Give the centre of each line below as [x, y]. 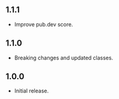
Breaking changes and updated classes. [64, 58]
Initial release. [31, 91]
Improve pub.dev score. [43, 24]
